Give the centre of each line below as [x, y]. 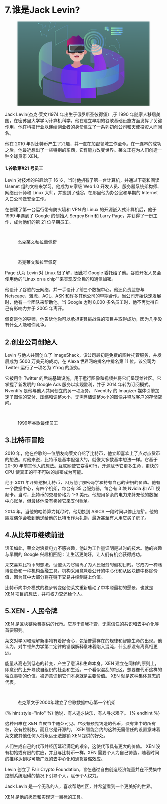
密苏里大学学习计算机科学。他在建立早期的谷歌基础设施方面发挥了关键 [90, 121]
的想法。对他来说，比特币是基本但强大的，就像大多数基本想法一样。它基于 [81, 459]
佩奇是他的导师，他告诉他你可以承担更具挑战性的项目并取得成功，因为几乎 [81, 319]
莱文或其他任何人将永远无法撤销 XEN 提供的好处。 [57, 736]
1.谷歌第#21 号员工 [24, 168]
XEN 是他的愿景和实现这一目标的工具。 [45, 797]
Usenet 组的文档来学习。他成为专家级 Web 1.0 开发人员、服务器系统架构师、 [83, 186]
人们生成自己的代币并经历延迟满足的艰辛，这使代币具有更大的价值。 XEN [80, 746]
